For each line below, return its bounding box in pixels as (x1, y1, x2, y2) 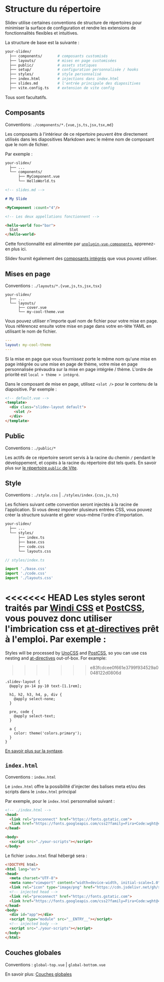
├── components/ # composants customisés (9, 53, 108, 58)
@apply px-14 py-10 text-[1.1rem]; (9, 684, 82, 688)
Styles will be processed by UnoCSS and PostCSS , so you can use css (5, 650, 147, 656)
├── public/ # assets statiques (9, 63, 97, 68)
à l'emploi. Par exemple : (5, 634, 106, 645)
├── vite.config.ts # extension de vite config (9, 85, 115, 90)
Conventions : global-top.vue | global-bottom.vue (5, 961, 106, 967)
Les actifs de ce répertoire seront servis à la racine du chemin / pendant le (5, 454, 156, 460)
